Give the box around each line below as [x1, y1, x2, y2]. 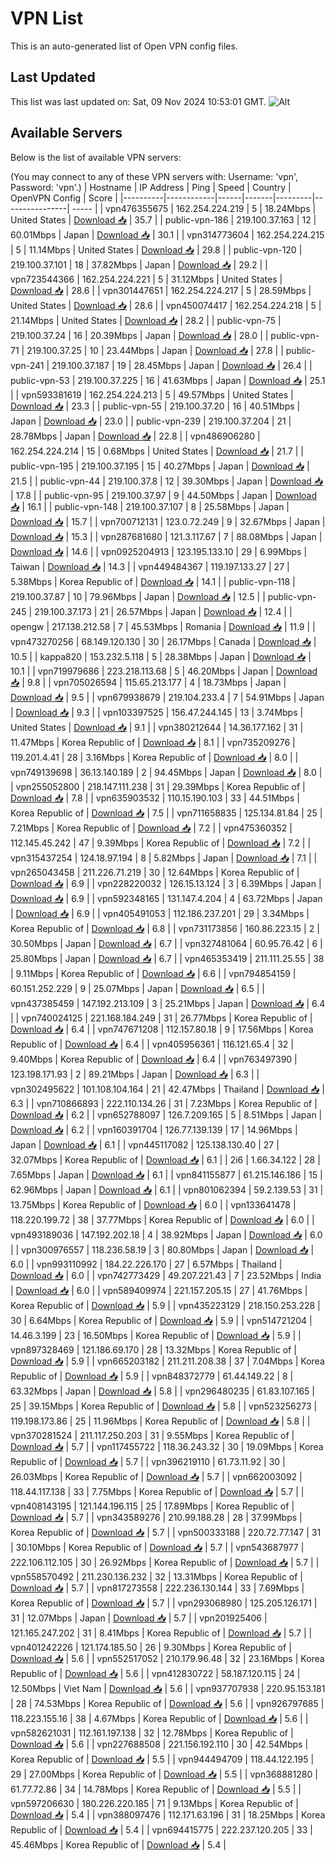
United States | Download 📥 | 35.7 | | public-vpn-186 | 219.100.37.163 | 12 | [10, 213, 317, 226]
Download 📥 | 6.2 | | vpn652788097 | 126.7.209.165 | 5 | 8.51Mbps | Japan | [10, 1108, 323, 1121]
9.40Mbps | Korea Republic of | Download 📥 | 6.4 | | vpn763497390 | [10, 1053, 298, 1065]
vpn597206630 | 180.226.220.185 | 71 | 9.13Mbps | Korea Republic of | [10, 1797, 299, 1809]
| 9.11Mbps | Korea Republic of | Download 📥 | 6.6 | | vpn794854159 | [10, 967, 297, 979]
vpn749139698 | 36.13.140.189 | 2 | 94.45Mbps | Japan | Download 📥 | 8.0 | [10, 766, 323, 778]
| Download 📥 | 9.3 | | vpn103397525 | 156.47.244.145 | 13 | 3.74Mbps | [10, 706, 304, 718]
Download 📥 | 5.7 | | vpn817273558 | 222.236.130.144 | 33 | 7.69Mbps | [10, 1582, 305, 1594]
